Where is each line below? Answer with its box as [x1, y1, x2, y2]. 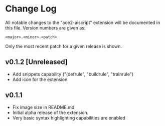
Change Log [5, 3, 57, 14]
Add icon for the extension [12, 76, 68, 82]
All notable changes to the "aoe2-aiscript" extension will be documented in [5, 19, 160, 25]
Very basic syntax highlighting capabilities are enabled [12, 114, 125, 120]
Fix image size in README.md [12, 104, 75, 110]
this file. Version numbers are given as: [5, 24, 86, 30]
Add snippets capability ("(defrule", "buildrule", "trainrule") [12, 71, 134, 77]
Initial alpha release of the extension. [12, 109, 89, 115]
